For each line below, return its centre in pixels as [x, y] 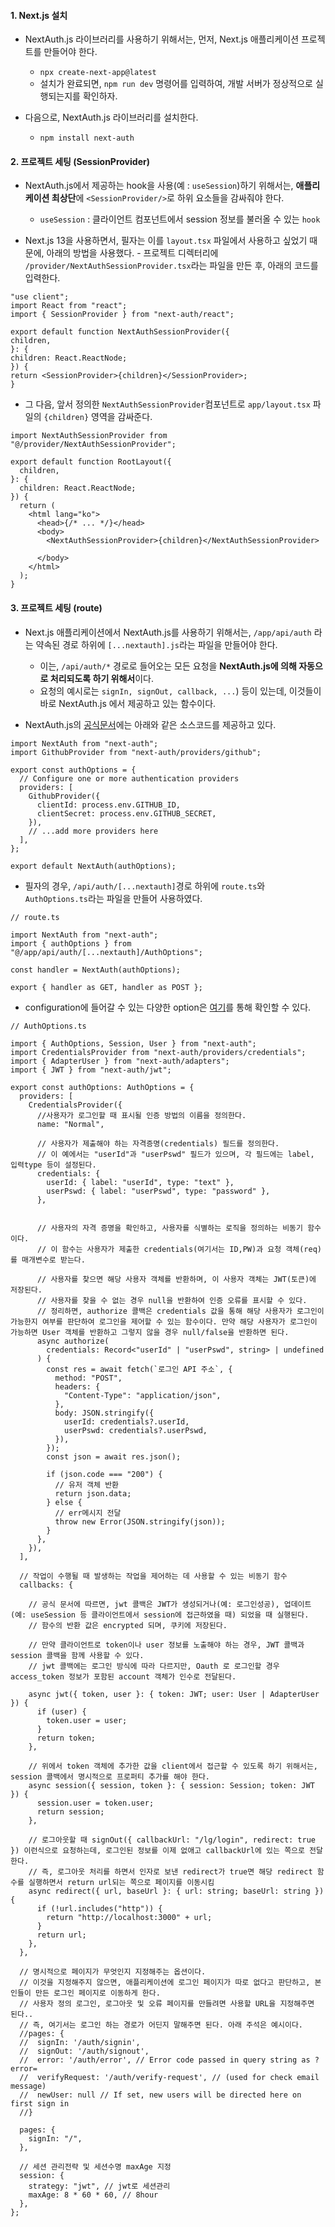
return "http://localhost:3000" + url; [129, 1917]
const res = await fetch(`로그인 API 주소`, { [139, 1369]
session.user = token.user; [95, 1803]
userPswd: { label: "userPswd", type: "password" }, [158, 1191]
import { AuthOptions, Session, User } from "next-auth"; [133, 1043]
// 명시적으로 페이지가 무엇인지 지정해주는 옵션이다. [113, 1971]
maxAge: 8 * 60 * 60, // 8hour [93, 2195]
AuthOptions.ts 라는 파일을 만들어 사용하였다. [113, 898]
